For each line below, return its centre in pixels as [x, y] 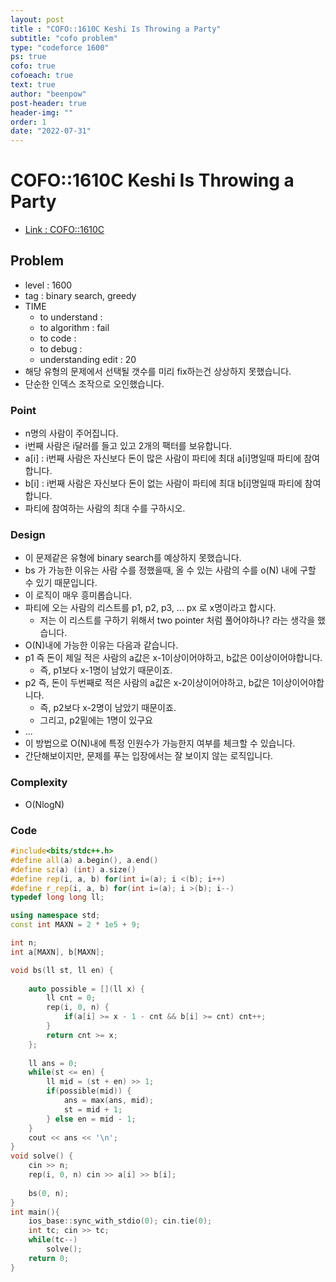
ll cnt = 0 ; [71, 998]
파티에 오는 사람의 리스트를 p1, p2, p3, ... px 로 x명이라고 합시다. [150, 608]
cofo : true [33, 66]
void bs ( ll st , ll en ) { [62, 970]
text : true [33, 85]
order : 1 [28, 122]
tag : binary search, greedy [80, 295]
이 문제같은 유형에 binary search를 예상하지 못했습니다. [133, 558]
